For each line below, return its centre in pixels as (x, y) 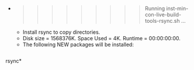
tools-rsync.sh (162, 21)
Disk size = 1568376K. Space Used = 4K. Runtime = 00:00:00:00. (101, 38)
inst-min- (177, 8)
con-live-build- (163, 15)
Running (155, 8)
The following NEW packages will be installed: (78, 44)
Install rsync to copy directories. (61, 32)
